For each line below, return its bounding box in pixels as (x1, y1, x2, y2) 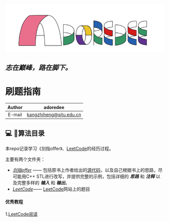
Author (7, 104, 23, 110)
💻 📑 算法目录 (5, 129, 45, 137)
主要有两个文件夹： (5, 156, 46, 163)
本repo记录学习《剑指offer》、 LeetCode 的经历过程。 (5, 145, 114, 152)
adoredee (44, 104, 65, 110)
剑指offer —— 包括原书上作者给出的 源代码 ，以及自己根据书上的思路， (12, 167, 158, 173)
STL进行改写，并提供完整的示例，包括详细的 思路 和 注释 (36, 173, 155, 179)
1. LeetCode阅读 (5, 211, 38, 217)
